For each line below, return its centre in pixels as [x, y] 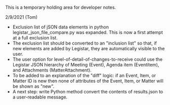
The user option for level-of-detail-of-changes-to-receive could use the [88, 59]
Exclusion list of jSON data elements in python [60, 27]
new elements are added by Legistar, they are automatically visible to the [89, 48]
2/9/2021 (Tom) [22, 17]
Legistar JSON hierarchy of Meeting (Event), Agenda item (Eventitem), [86, 65]
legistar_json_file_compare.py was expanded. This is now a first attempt [88, 32]
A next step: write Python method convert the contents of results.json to [88, 92]
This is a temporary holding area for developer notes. [61, 7]
